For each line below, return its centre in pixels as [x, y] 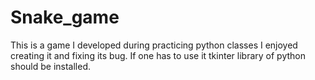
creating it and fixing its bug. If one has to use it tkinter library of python [158, 55]
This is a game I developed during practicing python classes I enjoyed [154, 45]
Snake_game [65, 17]
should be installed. [51, 66]
